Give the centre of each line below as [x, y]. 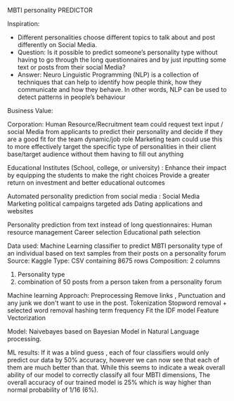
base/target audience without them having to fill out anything [96, 154]
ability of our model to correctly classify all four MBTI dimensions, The [109, 375]
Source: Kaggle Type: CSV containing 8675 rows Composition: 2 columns [114, 261]
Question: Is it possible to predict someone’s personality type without [117, 52]
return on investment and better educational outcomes [86, 183]
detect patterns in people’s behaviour [71, 97]
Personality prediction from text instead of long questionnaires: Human [110, 225]
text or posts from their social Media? [71, 67]
